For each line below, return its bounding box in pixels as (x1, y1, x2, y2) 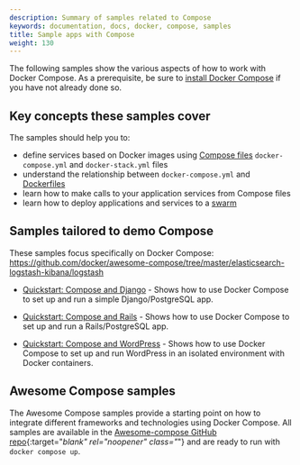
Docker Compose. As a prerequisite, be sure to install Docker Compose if (9, 73, 281, 84)
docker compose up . (9, 445, 81, 456)
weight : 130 (9, 38, 54, 48)
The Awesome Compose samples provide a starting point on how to (9, 407, 261, 418)
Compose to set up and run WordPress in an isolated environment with (22, 348, 286, 359)
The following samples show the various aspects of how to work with (9, 63, 267, 74)
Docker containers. (22, 357, 94, 368)
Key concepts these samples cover (9, 108, 211, 123)
